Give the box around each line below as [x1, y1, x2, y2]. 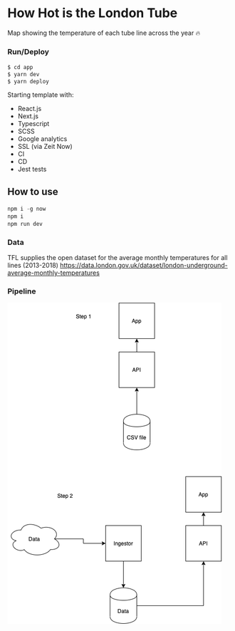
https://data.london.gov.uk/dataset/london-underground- [60, 261, 228, 269]
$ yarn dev [7, 71, 40, 78]
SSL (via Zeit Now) [17, 142, 73, 151]
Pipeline [7, 286, 36, 296]
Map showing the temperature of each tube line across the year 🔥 [7, 28, 201, 37]
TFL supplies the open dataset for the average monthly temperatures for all [7, 253, 228, 261]
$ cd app [7, 64, 33, 71]
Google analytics [17, 135, 68, 143]
